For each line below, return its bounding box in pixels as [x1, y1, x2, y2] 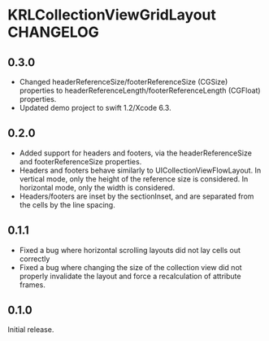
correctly [19, 254, 50, 264]
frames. [19, 279, 46, 290]
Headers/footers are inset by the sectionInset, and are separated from [19, 191, 254, 201]
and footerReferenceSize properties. [19, 156, 142, 166]
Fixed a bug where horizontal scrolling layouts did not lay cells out [19, 245, 241, 255]
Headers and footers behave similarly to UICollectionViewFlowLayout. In [19, 165, 262, 175]
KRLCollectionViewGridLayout [7, 6, 216, 24]
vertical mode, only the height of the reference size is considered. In [19, 173, 249, 184]
